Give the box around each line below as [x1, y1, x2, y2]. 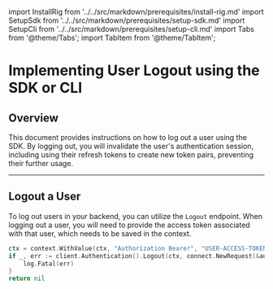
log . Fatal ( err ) [23, 260, 75, 268]
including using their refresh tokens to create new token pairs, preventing [8, 150, 254, 160]
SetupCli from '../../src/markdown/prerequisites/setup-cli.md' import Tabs [8, 24, 254, 33]
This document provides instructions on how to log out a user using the [8, 133, 248, 142]
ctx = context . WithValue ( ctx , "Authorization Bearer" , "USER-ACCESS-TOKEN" [8, 244, 271, 252]
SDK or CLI [8, 79, 83, 97]
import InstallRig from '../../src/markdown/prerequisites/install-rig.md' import [8, 7, 264, 16]
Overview [8, 111, 59, 125]
